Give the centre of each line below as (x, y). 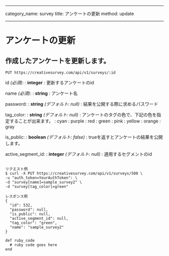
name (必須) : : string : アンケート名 (41, 93)
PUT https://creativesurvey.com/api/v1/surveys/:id (60, 73)
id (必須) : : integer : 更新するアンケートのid (50, 83)
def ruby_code (20, 240)
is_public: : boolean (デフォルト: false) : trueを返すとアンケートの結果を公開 (84, 137)
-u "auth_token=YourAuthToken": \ (41, 178)
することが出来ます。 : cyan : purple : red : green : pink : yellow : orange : (85, 121)
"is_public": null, (30, 214)
